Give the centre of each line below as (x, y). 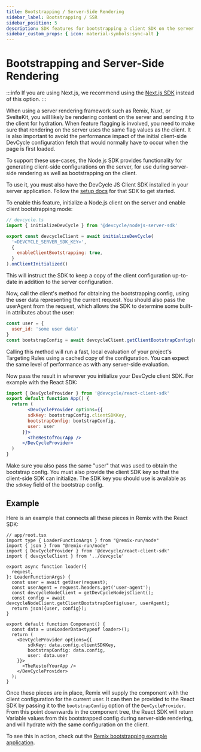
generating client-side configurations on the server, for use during (88, 167)
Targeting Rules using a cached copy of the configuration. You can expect (98, 358)
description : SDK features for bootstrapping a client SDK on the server (100, 28)
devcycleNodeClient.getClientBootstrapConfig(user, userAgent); (88, 603)
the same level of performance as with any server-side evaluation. (88, 364)
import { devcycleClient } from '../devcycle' (65, 556)
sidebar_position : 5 (32, 23)
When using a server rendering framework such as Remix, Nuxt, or (89, 111)
